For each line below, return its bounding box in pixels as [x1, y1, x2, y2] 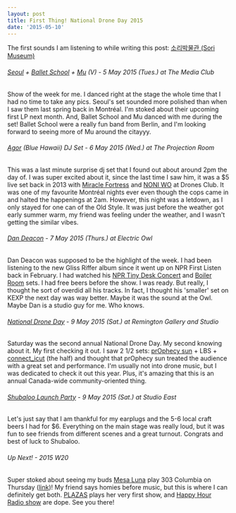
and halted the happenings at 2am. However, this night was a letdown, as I [7, 195, 223, 204]
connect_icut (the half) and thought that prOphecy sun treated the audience [7, 354, 228, 362]
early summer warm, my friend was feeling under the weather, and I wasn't [7, 210, 225, 219]
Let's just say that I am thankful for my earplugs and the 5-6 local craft [7, 415, 212, 423]
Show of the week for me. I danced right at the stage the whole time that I [7, 90, 221, 98]
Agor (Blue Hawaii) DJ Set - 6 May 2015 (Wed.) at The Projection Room [7, 143, 215, 152]
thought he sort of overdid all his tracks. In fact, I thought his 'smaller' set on [7, 285, 229, 294]
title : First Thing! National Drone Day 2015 [7, 17, 143, 24]
